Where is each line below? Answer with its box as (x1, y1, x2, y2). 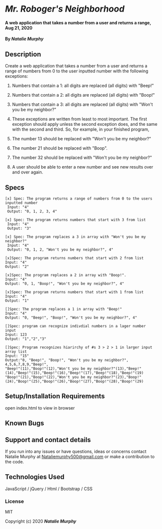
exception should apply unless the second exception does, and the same (12, 121, 158, 127)
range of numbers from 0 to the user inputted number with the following (5, 68, 148, 74)
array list (5, 349, 27, 354)
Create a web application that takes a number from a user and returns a (5, 63, 147, 69)
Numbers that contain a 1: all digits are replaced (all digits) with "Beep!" (12, 83, 154, 88)
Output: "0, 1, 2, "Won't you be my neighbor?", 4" (7, 247, 114, 252)
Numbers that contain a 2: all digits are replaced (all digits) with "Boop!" (12, 92, 155, 98)
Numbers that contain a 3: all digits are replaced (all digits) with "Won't (12, 102, 153, 107)
